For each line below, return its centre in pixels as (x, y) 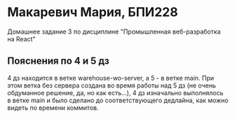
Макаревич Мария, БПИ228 (93, 12)
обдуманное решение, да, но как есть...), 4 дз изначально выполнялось (115, 92)
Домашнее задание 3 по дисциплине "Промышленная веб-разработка (114, 31)
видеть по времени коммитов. (53, 107)
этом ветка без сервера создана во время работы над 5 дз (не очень (112, 85)
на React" (22, 38)
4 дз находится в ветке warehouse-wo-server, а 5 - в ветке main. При (111, 78)
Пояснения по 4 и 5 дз (59, 61)
